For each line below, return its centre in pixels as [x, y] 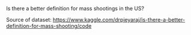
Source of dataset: [29, 20]
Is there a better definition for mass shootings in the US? [75, 8]
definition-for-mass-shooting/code [49, 26]
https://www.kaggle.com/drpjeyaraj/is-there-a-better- [119, 20]
